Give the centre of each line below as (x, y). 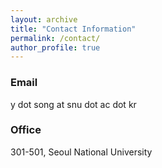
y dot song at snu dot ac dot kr (73, 104)
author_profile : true (55, 47)
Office (26, 130)
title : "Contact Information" (73, 29)
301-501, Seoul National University (81, 152)
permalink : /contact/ (55, 38)
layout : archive (44, 19)
